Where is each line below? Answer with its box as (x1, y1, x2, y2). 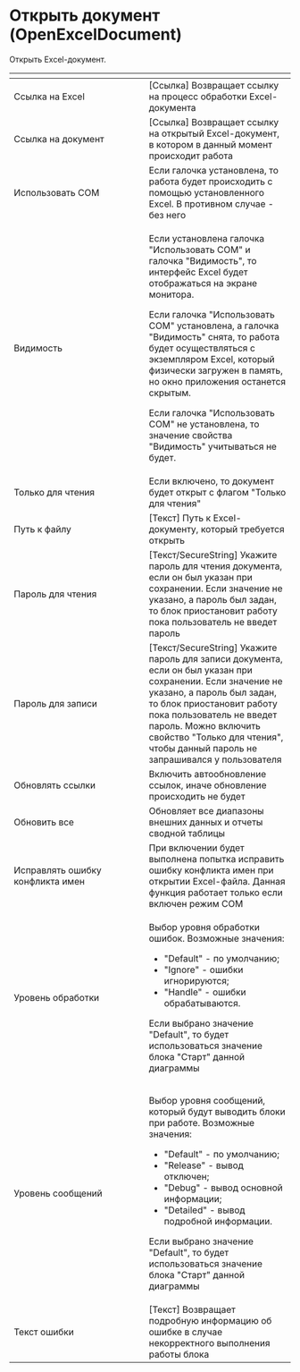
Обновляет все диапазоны (148, 804, 265, 817)
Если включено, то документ (148, 475, 275, 487)
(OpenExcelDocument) (9, 24, 183, 45)
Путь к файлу (13, 522, 71, 535)
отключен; (163, 1170, 210, 1182)
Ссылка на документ (13, 132, 104, 145)
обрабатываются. (163, 996, 241, 1009)
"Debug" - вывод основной (163, 1181, 283, 1194)
